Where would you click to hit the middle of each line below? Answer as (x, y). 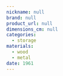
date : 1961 (20, 63)
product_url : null (29, 23)
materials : (20, 47)
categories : (21, 35)
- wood (20, 52)
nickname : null (25, 12)
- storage (24, 40)
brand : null (21, 18)
